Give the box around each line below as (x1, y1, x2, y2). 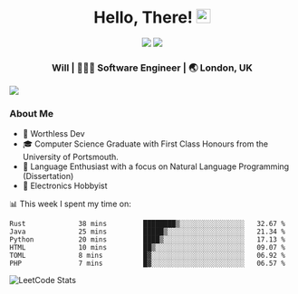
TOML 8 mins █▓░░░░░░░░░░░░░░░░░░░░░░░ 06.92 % (9, 251, 285, 260)
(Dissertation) (22, 170, 74, 181)
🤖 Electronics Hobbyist (22, 180, 108, 191)
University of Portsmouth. (22, 151, 120, 162)
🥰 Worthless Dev (22, 128, 85, 138)
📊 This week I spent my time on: (9, 198, 131, 209)
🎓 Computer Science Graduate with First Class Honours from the (22, 138, 269, 149)
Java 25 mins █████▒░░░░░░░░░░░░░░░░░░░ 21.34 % (9, 227, 285, 236)
